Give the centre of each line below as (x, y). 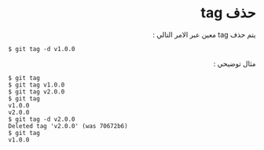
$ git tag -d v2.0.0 (42, 119)
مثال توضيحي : (235, 64)
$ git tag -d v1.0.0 (42, 49)
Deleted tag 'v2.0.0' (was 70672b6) (68, 126)
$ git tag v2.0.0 (37, 91)
